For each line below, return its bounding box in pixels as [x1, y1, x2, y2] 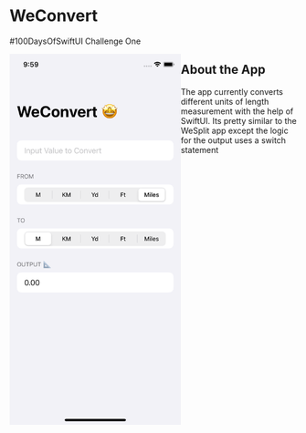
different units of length [181, 96, 269, 107]
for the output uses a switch [181, 134, 286, 146]
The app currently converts [181, 86, 283, 97]
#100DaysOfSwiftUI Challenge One [9, 36, 142, 46]
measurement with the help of [181, 106, 294, 117]
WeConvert [9, 5, 99, 26]
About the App [181, 62, 266, 77]
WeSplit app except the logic [181, 125, 290, 136]
